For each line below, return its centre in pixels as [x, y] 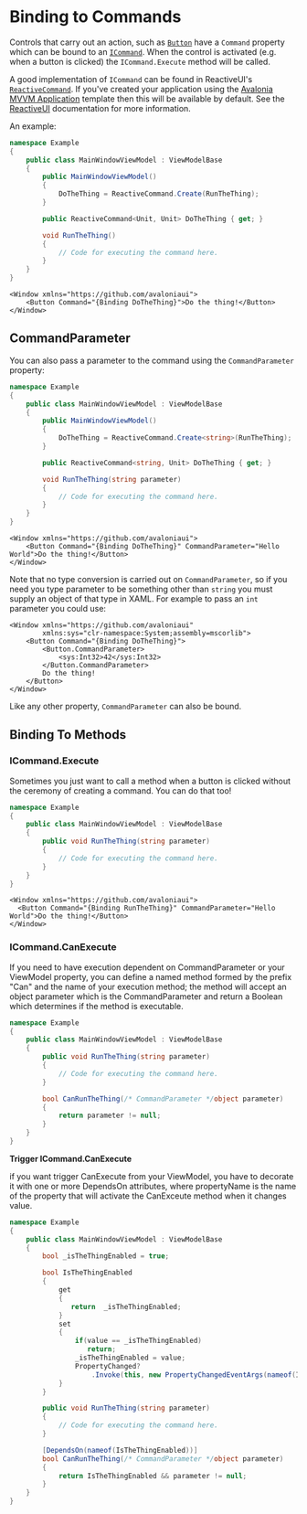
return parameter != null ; [110, 1116]
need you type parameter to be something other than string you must [141, 589]
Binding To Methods [68, 735]
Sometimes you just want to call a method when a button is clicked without [150, 781]
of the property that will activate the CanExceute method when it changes [148, 1196]
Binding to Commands [95, 17]
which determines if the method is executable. [97, 1006]
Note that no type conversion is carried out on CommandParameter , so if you [148, 579]
